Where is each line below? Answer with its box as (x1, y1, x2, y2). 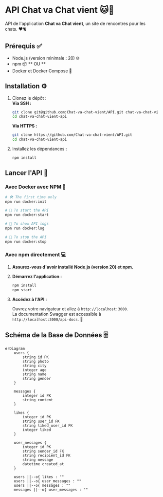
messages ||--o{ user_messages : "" (14, 487, 89, 493)
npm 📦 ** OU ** (12, 61, 46, 66)
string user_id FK (22, 419, 60, 424)
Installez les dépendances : (12, 146, 67, 152)
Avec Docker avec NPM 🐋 (5, 183, 66, 190)
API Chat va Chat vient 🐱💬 (5, 4, 114, 16)
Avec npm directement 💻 (5, 251, 67, 258)
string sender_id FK (22, 449, 64, 454)
